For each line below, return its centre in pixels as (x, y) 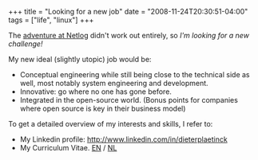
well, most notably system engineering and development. (114, 83)
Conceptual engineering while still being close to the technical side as (135, 74)
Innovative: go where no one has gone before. (95, 92)
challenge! (26, 44)
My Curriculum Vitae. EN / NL (68, 148)
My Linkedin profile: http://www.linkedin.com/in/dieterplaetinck (123, 139)
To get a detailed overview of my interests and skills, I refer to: (111, 124)
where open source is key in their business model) (103, 108)
